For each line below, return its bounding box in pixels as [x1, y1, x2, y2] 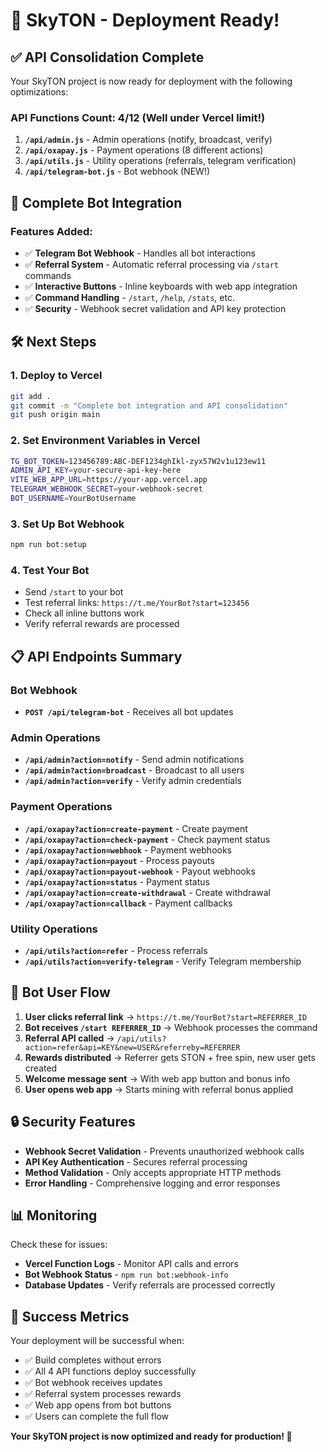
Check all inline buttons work [24, 607, 145, 619]
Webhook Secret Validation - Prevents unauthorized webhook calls [24, 1145, 305, 1157]
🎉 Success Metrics [10, 1308, 130, 1325]
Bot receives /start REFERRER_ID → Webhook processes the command [24, 1021, 318, 1033]
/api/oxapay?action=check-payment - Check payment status [24, 833, 271, 845]
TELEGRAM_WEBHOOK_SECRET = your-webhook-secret [10, 484, 203, 494]
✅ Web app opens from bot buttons [24, 1399, 172, 1411]
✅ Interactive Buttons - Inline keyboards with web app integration [24, 280, 298, 292]
